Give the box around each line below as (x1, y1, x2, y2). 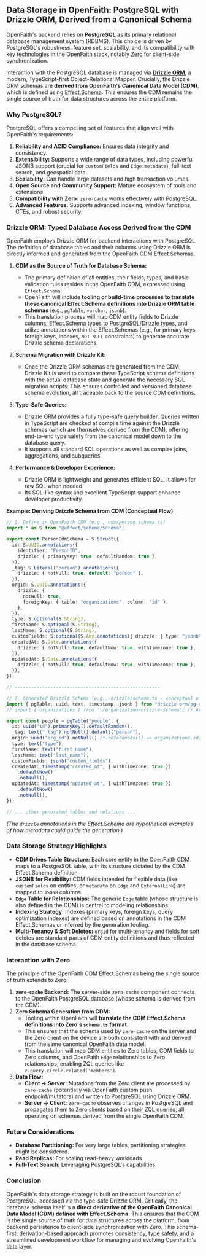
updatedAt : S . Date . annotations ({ (12, 656, 97, 662)
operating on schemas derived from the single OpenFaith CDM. (24, 1112, 185, 1120)
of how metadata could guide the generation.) (6, 826, 123, 834)
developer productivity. (24, 496, 83, 503)
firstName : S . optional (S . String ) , (12, 622, 100, 628)
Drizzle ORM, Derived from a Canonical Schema (6, 15, 193, 25)
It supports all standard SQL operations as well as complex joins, (24, 445, 188, 453)
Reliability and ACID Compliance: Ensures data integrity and (15, 142, 169, 150)
